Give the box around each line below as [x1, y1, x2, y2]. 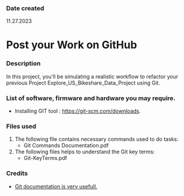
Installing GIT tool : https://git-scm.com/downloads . [14, 108, 141, 115]
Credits [6, 169, 28, 178]
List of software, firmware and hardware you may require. [6, 94, 176, 102]
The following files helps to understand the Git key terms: [14, 148, 156, 155]
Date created [6, 4, 45, 12]
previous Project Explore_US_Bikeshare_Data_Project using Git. [6, 79, 160, 86]
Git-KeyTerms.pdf [23, 155, 67, 162]
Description [6, 59, 41, 68]
